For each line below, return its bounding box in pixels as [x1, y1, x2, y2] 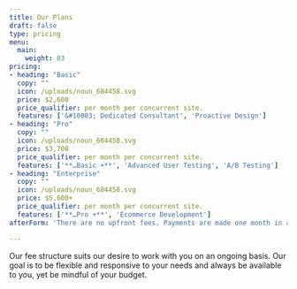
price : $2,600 [17, 95, 69, 104]
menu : [9, 37, 29, 47]
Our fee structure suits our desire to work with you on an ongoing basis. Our [9, 250, 286, 261]
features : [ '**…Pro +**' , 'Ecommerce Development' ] [17, 209, 212, 219]
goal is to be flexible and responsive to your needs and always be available [9, 260, 282, 270]
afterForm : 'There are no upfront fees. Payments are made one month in [9, 218, 283, 227]
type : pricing [9, 29, 62, 38]
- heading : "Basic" [9, 71, 81, 80]
